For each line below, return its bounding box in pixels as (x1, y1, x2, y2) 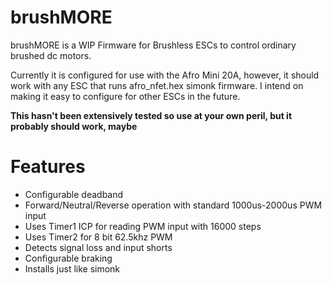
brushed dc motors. (10, 49, 92, 61)
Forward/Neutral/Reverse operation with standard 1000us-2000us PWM (24, 199, 323, 211)
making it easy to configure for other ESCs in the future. (10, 90, 241, 102)
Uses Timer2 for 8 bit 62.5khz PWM (24, 231, 173, 243)
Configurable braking (24, 252, 113, 264)
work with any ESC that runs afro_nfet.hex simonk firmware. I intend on (10, 79, 304, 91)
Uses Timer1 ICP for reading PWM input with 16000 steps (24, 220, 262, 232)
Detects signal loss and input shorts (24, 241, 173, 253)
